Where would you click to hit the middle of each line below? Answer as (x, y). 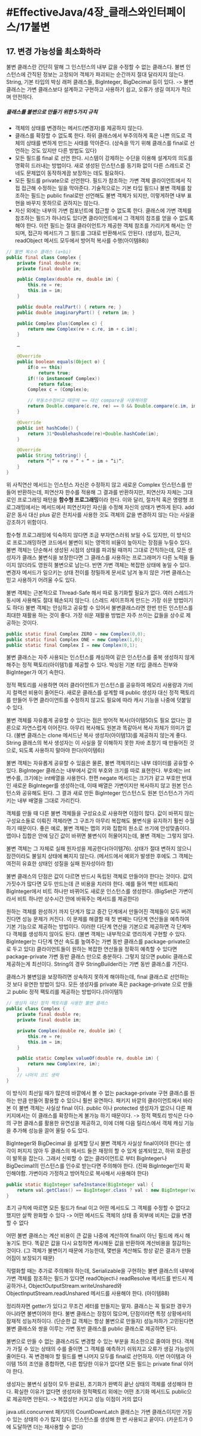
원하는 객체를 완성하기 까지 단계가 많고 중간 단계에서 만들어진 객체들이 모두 (93, 912)
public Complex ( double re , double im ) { (68, 280)
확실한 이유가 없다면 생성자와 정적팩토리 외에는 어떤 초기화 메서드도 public (100, 1392)
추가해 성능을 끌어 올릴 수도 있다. (51, 1130)
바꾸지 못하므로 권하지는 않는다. (63, 203)
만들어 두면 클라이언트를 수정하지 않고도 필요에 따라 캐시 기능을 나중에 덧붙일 (102, 700)
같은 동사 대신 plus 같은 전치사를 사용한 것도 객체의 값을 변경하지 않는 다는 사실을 (100, 514)
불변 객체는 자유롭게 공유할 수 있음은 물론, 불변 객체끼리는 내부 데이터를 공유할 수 (100, 763)
